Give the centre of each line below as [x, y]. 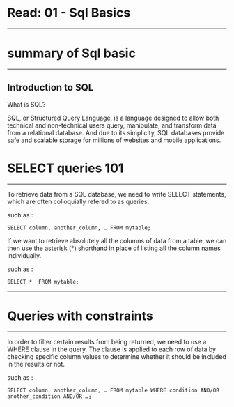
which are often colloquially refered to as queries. [78, 201]
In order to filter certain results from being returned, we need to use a [107, 341]
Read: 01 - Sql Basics [69, 13]
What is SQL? [26, 104]
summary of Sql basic [71, 53]
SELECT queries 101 [65, 168]
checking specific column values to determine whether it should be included [117, 356]
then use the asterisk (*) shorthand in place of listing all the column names [114, 248]
